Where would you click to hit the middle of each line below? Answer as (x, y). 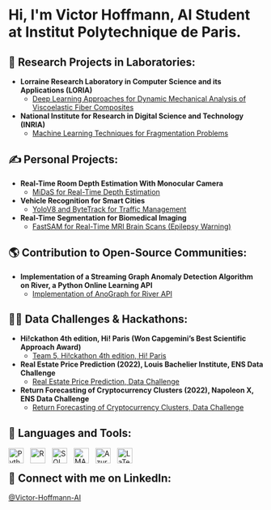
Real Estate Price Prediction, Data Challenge (106, 382)
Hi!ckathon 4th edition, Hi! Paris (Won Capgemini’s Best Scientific (133, 339)
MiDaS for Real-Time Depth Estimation (96, 191)
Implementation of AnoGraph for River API (102, 294)
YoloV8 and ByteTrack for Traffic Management (109, 209)
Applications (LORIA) (56, 90)
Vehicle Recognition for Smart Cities (83, 200)
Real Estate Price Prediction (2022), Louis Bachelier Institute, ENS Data (142, 364)
